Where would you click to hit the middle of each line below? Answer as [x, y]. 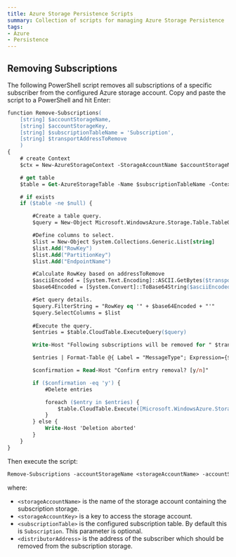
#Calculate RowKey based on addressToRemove [99, 274]
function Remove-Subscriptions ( [54, 113]
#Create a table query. [67, 216]
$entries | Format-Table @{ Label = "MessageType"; [110, 358]
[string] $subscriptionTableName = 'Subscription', [97, 133]
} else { [45, 422]
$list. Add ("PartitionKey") [72, 255]
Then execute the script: [43, 461]
